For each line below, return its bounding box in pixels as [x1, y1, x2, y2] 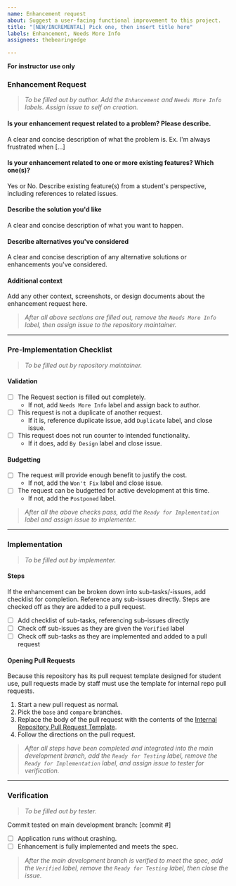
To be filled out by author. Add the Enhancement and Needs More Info [24, 96, 222, 104]
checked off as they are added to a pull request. [7, 602, 146, 610]
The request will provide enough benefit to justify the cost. [17, 471, 188, 479]
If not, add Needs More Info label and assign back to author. [27, 401, 201, 409]
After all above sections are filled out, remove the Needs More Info [24, 313, 216, 321]
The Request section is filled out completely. [17, 393, 146, 401]
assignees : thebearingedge [7, 37, 86, 44]
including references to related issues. [7, 189, 118, 197]
